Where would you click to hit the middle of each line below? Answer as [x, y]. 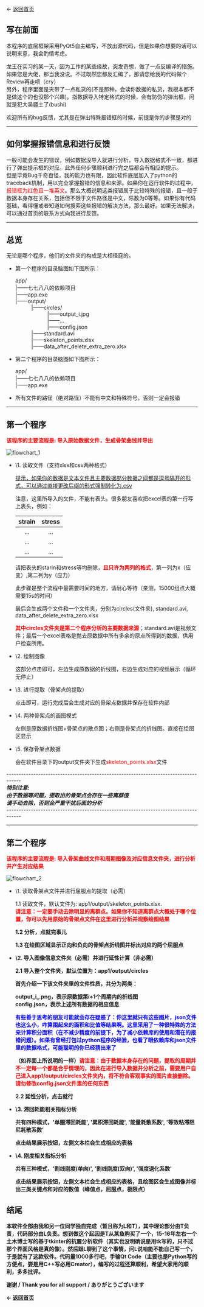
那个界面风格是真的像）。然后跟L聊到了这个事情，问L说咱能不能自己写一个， [101, 1249]
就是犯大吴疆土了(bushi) [36, 104]
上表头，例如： [34, 506]
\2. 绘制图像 [30, 656]
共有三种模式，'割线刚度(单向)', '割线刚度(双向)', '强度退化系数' [93, 1169]
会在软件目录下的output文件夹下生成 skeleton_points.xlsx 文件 [91, 762]
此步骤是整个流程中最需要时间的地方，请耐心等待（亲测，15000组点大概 [105, 588]
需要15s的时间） [35, 596]
